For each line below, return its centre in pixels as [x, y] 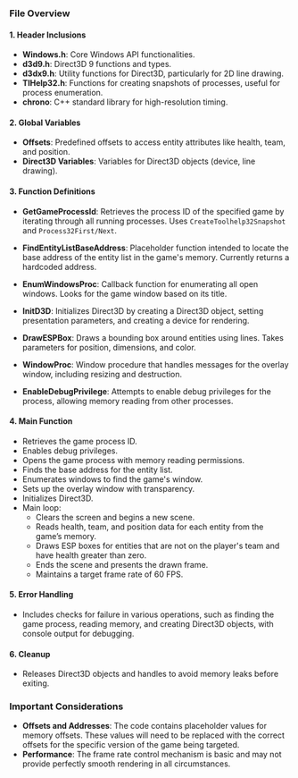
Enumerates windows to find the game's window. [112, 479]
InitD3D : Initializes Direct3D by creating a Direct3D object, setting [143, 310]
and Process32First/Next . [70, 230]
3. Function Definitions [52, 191]
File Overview [40, 13]
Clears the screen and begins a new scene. [115, 517]
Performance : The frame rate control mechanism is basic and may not [152, 755]
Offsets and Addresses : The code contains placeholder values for [145, 726]
